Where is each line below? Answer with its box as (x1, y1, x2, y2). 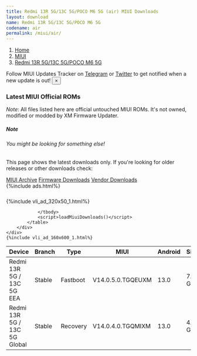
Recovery (60, 322, 87, 330)
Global (9, 341, 28, 348)
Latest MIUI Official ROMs (6, 93, 81, 101)
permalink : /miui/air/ (6, 30, 62, 36)
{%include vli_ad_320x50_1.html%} (6, 198, 90, 205)
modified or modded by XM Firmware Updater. (6, 112, 119, 119)
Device (9, 247, 29, 256)
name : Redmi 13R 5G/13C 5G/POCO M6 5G (6, 19, 101, 25)
